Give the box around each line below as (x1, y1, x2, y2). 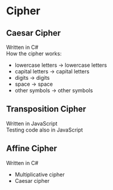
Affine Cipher (6, 144, 58, 154)
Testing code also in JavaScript (6, 126, 83, 133)
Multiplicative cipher (14, 171, 65, 178)
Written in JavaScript (6, 120, 58, 127)
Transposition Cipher (6, 104, 86, 114)
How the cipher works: (6, 50, 62, 57)
